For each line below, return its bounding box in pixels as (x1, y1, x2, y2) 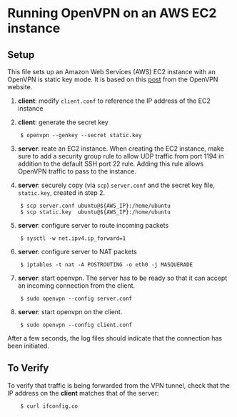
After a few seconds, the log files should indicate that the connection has (7, 334, 223, 342)
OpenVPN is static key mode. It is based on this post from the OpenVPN (7, 75, 218, 84)
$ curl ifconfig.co (20, 402, 79, 410)
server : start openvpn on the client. (17, 308, 123, 316)
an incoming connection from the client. (17, 281, 136, 290)
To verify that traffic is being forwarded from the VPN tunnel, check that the (7, 381, 230, 390)
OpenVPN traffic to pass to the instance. (17, 167, 137, 176)
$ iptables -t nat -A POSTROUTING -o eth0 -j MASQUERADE (20, 261, 193, 268)
